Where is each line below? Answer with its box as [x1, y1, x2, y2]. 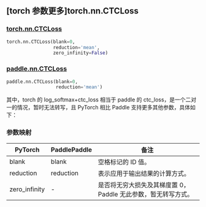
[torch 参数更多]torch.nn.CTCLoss [6, 6, 139, 17]
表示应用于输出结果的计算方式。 [97, 169, 191, 178]
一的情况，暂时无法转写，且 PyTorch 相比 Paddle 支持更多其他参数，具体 [6, 104, 191, 111]
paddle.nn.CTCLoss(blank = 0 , [6, 79, 78, 85]
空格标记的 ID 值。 [97, 157, 151, 166]
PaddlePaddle [51, 145, 93, 154]
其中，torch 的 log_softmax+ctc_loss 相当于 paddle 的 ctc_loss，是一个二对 [6, 96, 197, 103]
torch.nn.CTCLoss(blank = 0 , [6, 39, 75, 45]
